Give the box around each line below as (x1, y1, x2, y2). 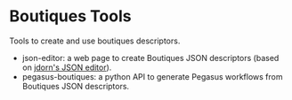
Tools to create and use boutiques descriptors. (9, 35, 181, 46)
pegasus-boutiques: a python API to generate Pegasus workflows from (21, 71, 283, 81)
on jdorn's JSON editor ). (21, 62, 112, 73)
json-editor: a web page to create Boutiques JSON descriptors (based (21, 52, 280, 63)
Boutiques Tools (9, 6, 132, 27)
